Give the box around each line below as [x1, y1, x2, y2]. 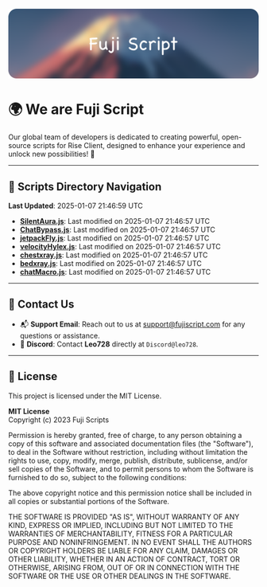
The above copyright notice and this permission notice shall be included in [8, 487, 252, 498]
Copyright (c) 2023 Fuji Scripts [8, 415, 110, 425]
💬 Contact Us [8, 298, 75, 311]
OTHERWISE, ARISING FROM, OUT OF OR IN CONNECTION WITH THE [8, 562, 240, 572]
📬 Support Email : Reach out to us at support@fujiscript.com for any [19, 319, 246, 329]
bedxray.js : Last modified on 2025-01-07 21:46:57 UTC [19, 259, 203, 268]
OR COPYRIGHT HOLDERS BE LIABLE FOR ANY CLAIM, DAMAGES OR [8, 546, 238, 555]
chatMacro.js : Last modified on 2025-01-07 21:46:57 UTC [19, 268, 211, 277]
